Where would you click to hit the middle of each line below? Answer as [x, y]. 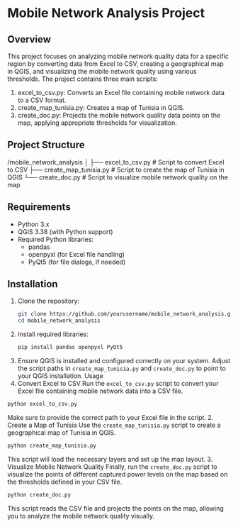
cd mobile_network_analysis [59, 321]
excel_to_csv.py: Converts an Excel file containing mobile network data [121, 93]
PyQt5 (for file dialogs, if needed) [77, 262]
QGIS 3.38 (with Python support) [65, 231]
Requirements [39, 207]
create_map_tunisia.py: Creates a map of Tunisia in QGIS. [101, 107]
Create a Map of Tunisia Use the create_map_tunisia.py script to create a [114, 425]
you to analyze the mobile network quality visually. [81, 516]
